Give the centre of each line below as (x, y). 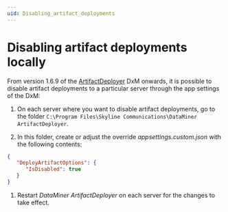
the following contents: (49, 144)
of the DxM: (24, 95)
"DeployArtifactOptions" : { (56, 163)
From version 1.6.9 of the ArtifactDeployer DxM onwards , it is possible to (110, 81)
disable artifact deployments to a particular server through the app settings (113, 88)
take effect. (33, 202)
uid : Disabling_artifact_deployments (61, 13)
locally (27, 62)
